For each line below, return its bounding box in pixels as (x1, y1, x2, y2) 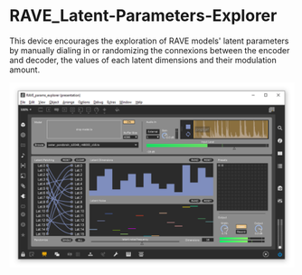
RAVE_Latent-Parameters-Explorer (9, 5, 278, 26)
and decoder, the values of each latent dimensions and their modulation (9, 54, 278, 65)
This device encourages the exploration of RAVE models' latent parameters (9, 35, 289, 46)
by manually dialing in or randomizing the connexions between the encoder (9, 44, 290, 55)
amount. (9, 64, 41, 75)
